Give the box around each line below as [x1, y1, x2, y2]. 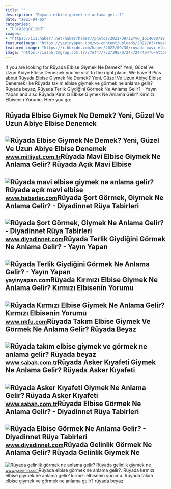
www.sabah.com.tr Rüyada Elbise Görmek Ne [5, 399, 141, 408]
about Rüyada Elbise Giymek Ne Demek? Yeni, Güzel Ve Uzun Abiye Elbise [5, 75, 162, 81]
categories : [5, 21, 31, 27]
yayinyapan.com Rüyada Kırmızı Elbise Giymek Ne [5, 276, 158, 284]
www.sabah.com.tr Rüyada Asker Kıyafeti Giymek [5, 358, 156, 367]
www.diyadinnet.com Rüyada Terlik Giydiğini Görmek [5, 235, 166, 243]
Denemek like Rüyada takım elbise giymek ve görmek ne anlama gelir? [5, 80, 153, 87]
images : [5, 31, 22, 36]
